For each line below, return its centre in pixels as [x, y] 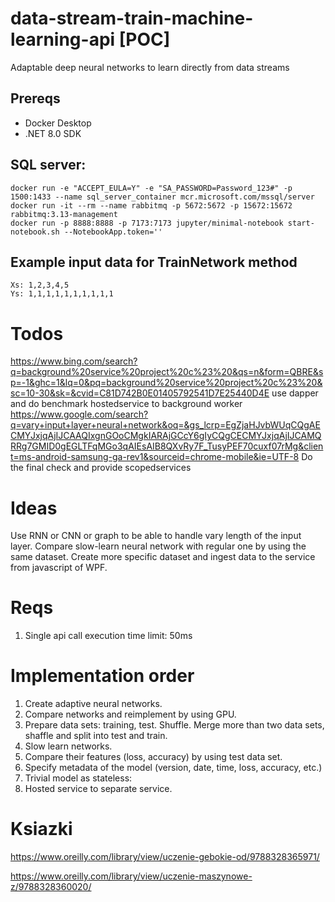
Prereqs [35, 98]
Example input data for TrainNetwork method [154, 262]
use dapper [295, 393]
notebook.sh [35, 232]
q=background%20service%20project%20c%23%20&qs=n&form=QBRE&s [167, 372]
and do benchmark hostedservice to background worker [126, 404]
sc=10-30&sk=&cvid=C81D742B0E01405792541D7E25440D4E [140, 393]
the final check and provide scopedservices [101, 468]
